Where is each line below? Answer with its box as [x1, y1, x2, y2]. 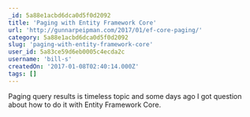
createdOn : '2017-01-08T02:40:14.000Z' [8, 63, 140, 71]
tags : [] [8, 70, 37, 78]
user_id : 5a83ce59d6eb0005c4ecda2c [8, 48, 125, 56]
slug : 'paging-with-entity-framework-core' [8, 41, 154, 49]
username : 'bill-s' [8, 56, 73, 64]
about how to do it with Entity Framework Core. [8, 100, 162, 109]
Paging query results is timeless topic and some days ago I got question [8, 91, 242, 101]
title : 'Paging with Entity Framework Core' [8, 19, 157, 27]
